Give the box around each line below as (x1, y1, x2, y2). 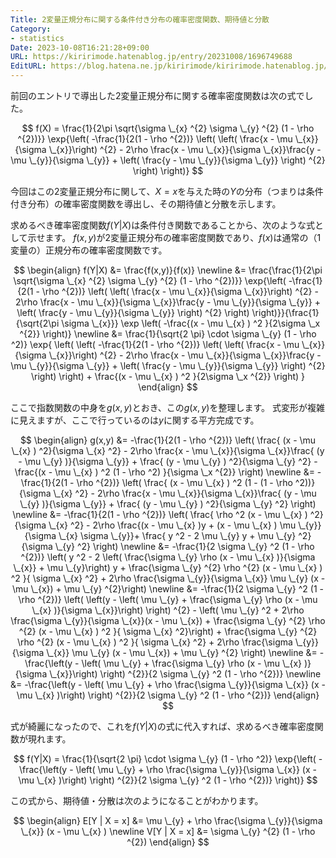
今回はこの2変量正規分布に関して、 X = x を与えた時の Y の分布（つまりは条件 (10, 186, 324, 197)
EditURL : (10, 61, 47, 71)
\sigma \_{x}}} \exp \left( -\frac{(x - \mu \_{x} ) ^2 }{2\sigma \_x (61, 317, 321, 329)
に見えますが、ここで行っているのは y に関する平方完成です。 (10, 414, 260, 426)
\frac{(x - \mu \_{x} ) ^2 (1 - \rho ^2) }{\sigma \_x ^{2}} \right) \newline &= (14, 466, 315, 478)
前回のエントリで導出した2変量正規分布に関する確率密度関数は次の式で (10, 90, 305, 101)
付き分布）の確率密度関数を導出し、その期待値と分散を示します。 (10, 198, 282, 210)
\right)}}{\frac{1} (251, 307, 320, 318)
